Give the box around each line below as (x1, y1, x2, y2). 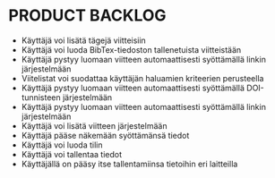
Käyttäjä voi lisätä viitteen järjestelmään (21, 120, 168, 131)
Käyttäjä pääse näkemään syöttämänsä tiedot (21, 130, 190, 140)
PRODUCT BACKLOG (8, 5, 167, 26)
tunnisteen (21, 91, 62, 103)
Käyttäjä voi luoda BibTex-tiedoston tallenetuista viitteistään (21, 44, 242, 55)
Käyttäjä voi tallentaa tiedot (21, 148, 123, 159)
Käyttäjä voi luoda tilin (21, 140, 103, 150)
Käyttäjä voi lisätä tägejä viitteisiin (21, 35, 147, 46)
